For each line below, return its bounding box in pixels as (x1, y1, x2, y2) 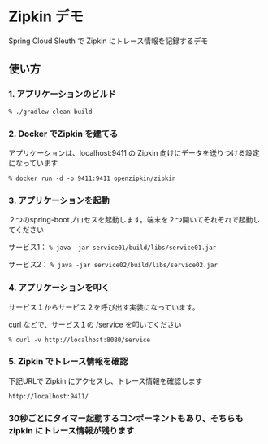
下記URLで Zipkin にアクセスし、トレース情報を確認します (8, 376, 203, 385)
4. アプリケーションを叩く (8, 282, 110, 293)
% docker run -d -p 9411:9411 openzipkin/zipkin (8, 174, 176, 182)
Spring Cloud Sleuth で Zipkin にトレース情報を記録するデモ (8, 36, 209, 46)
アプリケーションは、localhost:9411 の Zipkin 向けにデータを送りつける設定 (8, 147, 260, 157)
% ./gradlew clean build (8, 108, 93, 116)
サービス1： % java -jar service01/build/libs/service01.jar (8, 242, 217, 253)
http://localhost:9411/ (8, 392, 89, 400)
